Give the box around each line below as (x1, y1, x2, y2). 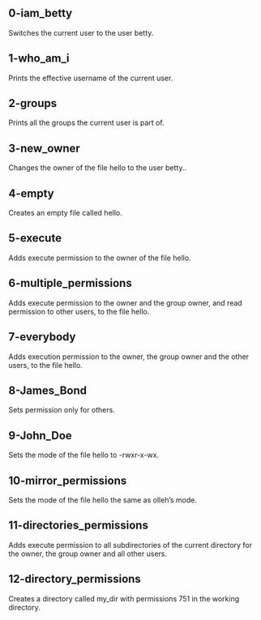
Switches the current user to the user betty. (8, 28, 154, 37)
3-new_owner (8, 141, 81, 155)
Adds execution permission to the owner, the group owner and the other (8, 352, 250, 361)
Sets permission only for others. (8, 405, 115, 415)
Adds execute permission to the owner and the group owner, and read (8, 297, 243, 307)
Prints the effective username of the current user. (8, 73, 173, 83)
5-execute (8, 231, 62, 246)
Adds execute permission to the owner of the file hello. (8, 253, 192, 263)
